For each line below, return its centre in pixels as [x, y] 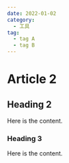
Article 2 [32, 79]
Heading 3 [25, 138]
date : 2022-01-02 [32, 13]
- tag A [24, 39]
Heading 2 [30, 104]
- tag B [24, 45]
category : [21, 20]
